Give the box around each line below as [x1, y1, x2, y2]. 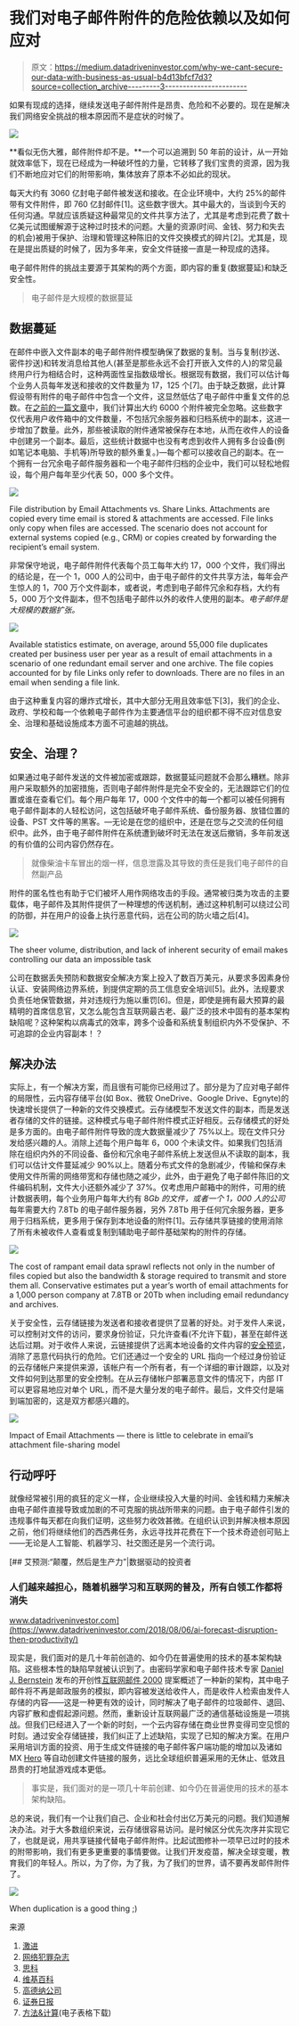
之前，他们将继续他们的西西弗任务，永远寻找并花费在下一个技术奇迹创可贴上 [9, 1527, 290, 1537]
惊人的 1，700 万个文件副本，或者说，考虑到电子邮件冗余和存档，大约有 [16, 581, 280, 593]
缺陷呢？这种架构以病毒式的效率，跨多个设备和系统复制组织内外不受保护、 [9, 1017, 282, 1027]
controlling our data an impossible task [9, 953, 151, 964]
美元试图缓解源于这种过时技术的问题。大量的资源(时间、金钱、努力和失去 [16, 220, 286, 232]
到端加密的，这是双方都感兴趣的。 [9, 1396, 134, 1406]
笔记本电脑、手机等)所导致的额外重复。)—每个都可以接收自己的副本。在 [16, 447, 277, 457]
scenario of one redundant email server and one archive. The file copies [9, 657, 274, 669]
